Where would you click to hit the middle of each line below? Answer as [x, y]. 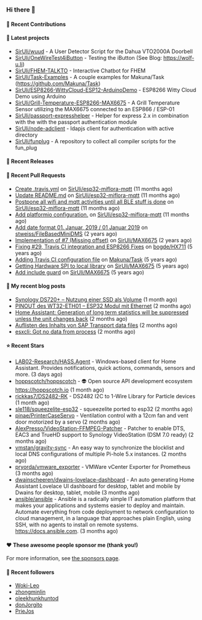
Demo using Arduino [40, 96]
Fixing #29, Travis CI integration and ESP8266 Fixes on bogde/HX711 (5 [104, 247]
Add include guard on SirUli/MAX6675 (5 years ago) [80, 272]
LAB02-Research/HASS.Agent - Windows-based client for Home [96, 361]
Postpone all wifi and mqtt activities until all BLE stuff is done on [94, 201]
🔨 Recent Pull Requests [36, 175]
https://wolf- [179, 57]
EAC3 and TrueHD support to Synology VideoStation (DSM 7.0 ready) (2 [104, 434]
